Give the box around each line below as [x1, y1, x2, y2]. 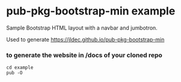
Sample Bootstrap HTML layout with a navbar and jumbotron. [6, 24, 158, 31]
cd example [6, 65, 34, 71]
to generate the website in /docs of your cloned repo [6, 51, 162, 59]
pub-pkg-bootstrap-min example [6, 4, 176, 18]
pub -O [6, 70, 23, 76]
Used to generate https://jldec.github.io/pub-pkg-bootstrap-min [6, 36, 165, 43]
